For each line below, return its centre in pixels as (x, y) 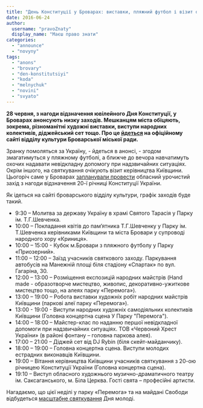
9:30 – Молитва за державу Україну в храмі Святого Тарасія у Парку (104, 213)
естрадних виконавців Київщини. (58, 354)
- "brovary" (27, 68)
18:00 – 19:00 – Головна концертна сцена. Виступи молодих (92, 348)
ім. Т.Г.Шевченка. (38, 219)
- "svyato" (25, 96)
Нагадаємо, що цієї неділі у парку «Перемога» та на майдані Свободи (97, 392)
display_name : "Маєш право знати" (55, 35)
